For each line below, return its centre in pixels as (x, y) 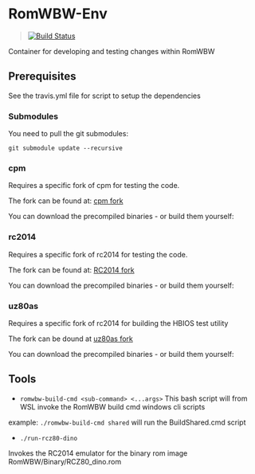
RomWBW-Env (58, 14)
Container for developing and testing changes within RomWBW (112, 51)
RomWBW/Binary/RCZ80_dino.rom (65, 461)
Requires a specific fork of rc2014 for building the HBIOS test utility (118, 323)
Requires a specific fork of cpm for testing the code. (94, 186)
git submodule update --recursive (66, 148)
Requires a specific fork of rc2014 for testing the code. (98, 254)
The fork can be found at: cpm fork (66, 201)
